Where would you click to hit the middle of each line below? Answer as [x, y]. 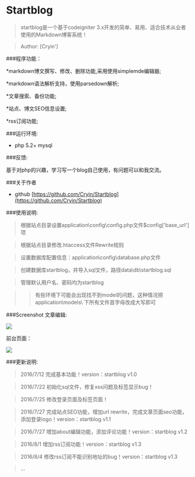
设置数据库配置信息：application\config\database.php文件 [90, 257]
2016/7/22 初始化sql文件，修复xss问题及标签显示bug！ [87, 386]
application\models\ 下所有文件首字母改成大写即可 [95, 302]
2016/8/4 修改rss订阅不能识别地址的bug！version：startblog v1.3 [99, 456]
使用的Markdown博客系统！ [54, 34]
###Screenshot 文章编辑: [37, 315]
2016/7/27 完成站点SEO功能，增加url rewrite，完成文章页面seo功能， [104, 412]
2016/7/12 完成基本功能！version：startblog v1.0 [79, 374]
